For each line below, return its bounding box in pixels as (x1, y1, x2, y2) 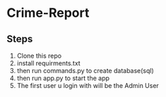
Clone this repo (16, 51, 61, 60)
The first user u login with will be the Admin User (16, 82, 160, 89)
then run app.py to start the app (16, 74, 110, 82)
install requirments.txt (16, 59, 81, 67)
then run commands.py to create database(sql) (16, 67, 155, 75)
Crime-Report (6, 5, 90, 21)
